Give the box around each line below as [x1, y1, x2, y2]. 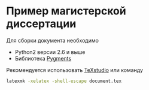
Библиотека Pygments [14, 55, 72, 62]
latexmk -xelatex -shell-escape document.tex [6, 78, 121, 84]
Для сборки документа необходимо [6, 37, 99, 44]
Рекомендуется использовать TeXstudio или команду [6, 66, 144, 73]
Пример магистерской [6, 4, 127, 18]
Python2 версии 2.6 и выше [14, 48, 86, 55]
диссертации [6, 17, 77, 31]
